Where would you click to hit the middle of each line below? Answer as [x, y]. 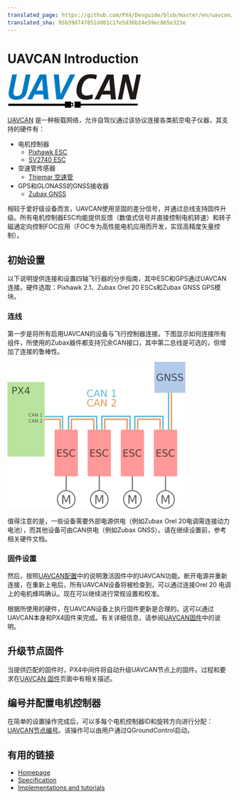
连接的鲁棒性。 [42, 351]
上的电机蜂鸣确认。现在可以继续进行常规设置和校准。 [85, 593]
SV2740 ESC [47, 160]
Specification [37, 780]
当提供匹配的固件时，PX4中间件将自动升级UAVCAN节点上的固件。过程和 [114, 669]
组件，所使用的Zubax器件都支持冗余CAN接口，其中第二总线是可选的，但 [114, 343]
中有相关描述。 [94, 678]
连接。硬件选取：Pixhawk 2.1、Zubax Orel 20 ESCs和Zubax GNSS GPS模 [114, 288]
